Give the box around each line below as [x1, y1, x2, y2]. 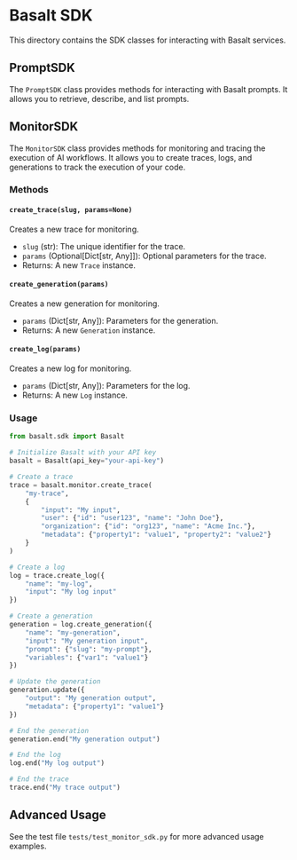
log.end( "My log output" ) [9, 759, 105, 768]
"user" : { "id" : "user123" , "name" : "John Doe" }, [41, 514, 224, 523]
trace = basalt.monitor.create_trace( [9, 480, 152, 489]
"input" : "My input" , [41, 505, 121, 515]
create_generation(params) [9, 280, 109, 289]
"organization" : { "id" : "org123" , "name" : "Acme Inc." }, [41, 522, 255, 531]
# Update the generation [9, 677, 101, 686]
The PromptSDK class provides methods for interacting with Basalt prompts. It [9, 83, 288, 94]
